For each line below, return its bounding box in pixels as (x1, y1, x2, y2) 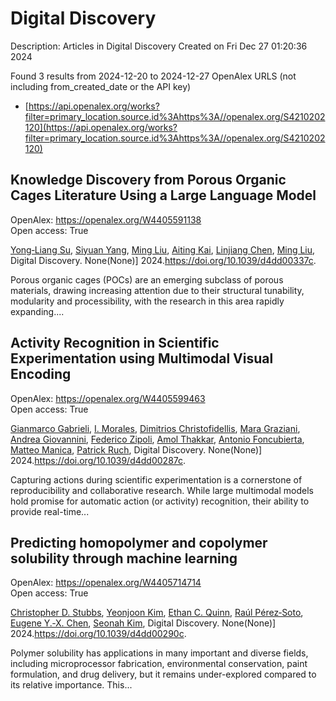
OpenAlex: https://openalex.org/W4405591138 (10, 213, 202, 226)
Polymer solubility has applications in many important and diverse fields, (10, 647, 309, 659)
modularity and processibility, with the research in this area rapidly (10, 295, 285, 307)
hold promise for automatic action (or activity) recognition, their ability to (10, 495, 310, 507)
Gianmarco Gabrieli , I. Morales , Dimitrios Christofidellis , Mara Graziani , (10, 422, 301, 434)
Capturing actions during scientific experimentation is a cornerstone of (10, 473, 303, 486)
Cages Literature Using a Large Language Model (10, 187, 317, 204)
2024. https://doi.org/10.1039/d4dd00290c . (10, 628, 187, 640)
